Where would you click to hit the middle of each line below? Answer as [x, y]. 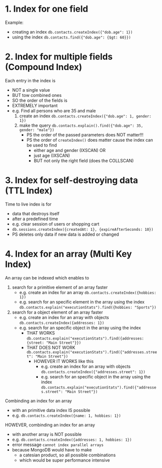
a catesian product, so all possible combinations [67, 455]
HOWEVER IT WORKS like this [64, 361]
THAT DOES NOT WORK [51, 347]
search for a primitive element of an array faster [60, 287]
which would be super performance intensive [65, 460]
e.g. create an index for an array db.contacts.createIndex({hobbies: [88, 292]
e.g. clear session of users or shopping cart [56, 224]
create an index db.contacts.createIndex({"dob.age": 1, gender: [85, 116]
